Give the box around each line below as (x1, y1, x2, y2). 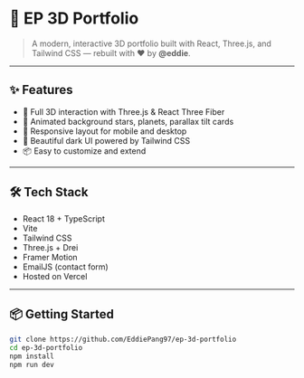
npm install (9, 352, 54, 361)
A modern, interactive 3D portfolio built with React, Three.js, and (31, 38, 271, 49)
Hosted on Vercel (22, 270, 88, 281)
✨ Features (9, 82, 73, 98)
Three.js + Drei (22, 241, 79, 252)
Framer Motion (22, 251, 79, 262)
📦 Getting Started (9, 307, 115, 322)
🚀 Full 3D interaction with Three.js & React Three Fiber (22, 106, 225, 117)
